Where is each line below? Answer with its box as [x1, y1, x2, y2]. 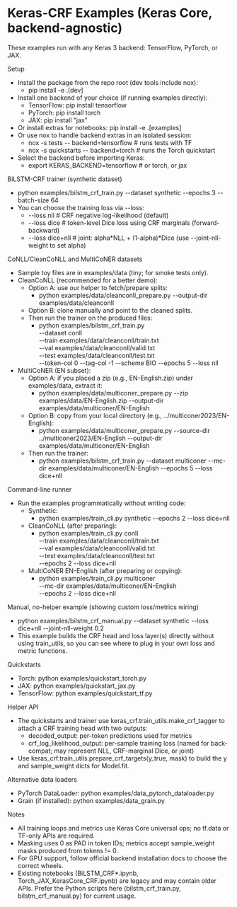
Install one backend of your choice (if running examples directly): [17, 93, 208, 102]
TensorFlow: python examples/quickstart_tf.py [17, 688, 153, 698]
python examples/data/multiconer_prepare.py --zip [38, 388, 189, 397]
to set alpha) [49, 241, 86, 249]
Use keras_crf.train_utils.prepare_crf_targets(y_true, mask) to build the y [17, 753, 228, 762]
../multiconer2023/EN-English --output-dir [38, 434, 163, 442]
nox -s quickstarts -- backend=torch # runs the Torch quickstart [28, 146, 216, 154]
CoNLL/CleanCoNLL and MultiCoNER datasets [7, 255, 143, 263]
